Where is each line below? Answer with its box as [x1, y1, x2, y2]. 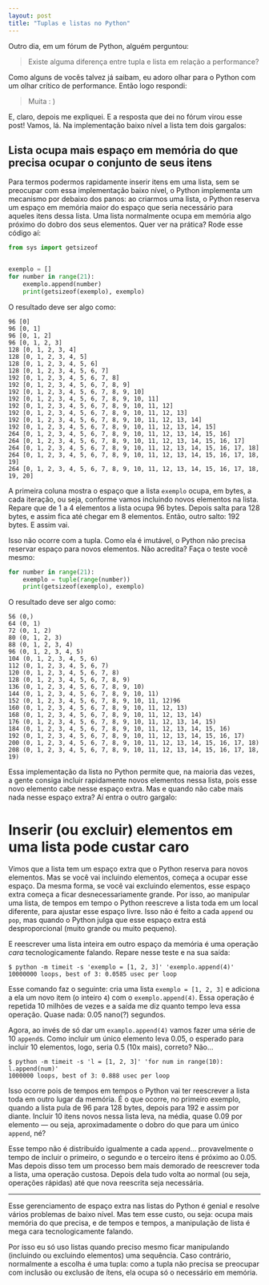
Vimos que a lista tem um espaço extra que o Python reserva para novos [8, 864, 248, 874]
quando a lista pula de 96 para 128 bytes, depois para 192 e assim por [8, 1103, 239, 1113]
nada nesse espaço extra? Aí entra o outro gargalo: [8, 792, 178, 802]
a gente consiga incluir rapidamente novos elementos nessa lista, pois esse [8, 775, 258, 785]
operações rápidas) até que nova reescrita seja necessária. [8, 1178, 204, 1188]
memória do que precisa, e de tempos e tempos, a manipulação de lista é [8, 1219, 251, 1228]
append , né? [8, 1129, 46, 1138]
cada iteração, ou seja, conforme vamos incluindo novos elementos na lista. [8, 494, 259, 504]
